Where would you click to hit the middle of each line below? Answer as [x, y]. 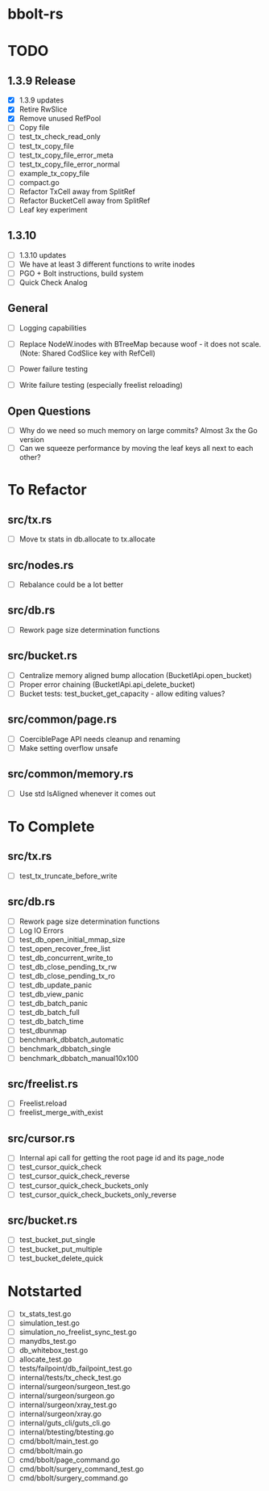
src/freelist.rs [43, 1084]
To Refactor [47, 490]
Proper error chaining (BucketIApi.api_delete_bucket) [107, 684]
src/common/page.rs [62, 720]
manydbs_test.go [48, 1341]
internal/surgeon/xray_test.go [68, 1405]
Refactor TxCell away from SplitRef [77, 192]
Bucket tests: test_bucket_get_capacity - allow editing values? [122, 693]
